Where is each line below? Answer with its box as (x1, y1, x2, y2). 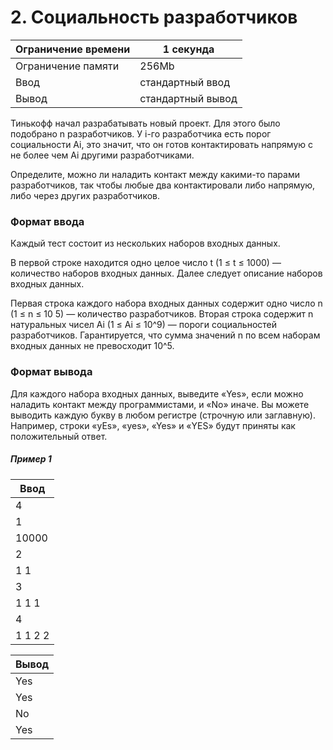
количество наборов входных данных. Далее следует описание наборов (10, 267, 323, 280)
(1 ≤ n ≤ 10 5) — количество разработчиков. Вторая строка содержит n (10, 308, 314, 320)
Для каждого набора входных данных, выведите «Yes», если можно (10, 387, 304, 400)
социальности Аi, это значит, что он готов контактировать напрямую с (10, 138, 314, 150)
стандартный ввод (139, 75, 230, 89)
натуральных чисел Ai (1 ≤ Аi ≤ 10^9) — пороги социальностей (10, 319, 278, 331)
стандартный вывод (139, 91, 238, 105)
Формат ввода (10, 214, 85, 228)
